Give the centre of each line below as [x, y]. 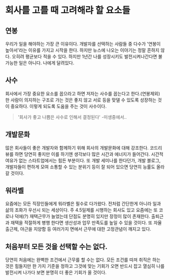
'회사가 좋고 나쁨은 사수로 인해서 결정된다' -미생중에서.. [72, 117]
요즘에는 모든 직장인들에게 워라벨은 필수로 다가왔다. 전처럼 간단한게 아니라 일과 [83, 204]
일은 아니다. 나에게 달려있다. [46, 63]
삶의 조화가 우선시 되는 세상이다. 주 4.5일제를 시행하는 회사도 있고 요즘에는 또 [82, 210]
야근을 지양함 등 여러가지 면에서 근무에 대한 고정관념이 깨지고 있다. [86, 229]
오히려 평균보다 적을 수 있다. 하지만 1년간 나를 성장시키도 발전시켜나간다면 [84, 57]
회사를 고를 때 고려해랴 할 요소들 [68, 10]
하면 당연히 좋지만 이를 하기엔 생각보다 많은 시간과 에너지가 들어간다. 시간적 [89, 154]
